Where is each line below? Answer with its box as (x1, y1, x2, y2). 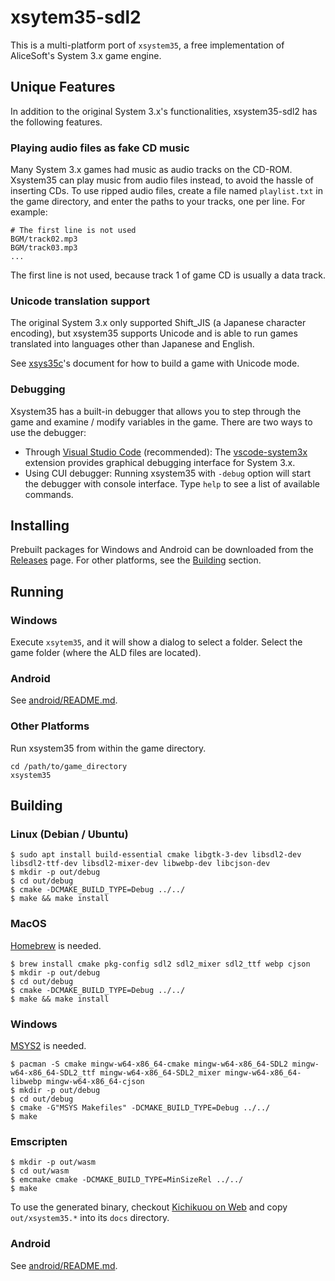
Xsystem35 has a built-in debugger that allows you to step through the (10, 405, 302, 417)
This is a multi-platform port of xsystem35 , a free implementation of (10, 39, 285, 51)
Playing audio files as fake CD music (10, 141, 190, 155)
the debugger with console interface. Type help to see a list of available (24, 477, 320, 490)
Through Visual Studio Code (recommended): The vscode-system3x (24, 446, 308, 458)
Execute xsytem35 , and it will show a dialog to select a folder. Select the (10, 636, 303, 648)
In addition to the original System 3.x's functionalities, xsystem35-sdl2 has (10, 105, 318, 117)
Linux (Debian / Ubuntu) (10, 827, 129, 841)
